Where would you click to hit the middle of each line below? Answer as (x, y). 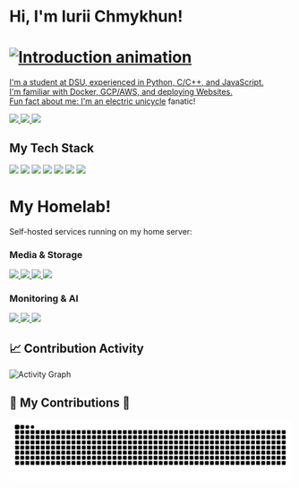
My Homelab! (60, 207)
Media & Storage (46, 254)
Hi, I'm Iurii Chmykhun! (96, 17)
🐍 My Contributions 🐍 (70, 402)
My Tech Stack (51, 148)
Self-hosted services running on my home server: (101, 231)
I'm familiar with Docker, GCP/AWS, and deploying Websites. (121, 92)
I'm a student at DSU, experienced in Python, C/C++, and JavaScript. (137, 82)
